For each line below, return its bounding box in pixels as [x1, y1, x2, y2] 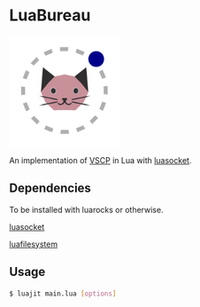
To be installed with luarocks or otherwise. [9, 204, 164, 215]
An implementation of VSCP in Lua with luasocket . [9, 154, 192, 165]
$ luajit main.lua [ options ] [9, 289, 117, 298]
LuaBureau [9, 5, 91, 26]
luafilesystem [9, 239, 58, 249]
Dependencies [9, 181, 91, 196]
